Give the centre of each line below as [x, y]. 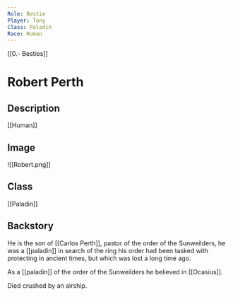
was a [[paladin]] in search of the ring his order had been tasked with [108, 250]
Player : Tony [26, 21]
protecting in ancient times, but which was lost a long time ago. [99, 258]
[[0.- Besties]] [28, 54]
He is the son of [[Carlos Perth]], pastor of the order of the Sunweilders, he [116, 243]
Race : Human [25, 34]
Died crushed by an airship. [47, 285]
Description [34, 108]
